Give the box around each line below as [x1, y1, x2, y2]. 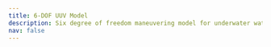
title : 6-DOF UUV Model [8, 11, 89, 20]
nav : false [8, 26, 45, 34]
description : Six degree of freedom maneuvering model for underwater [8, 19, 251, 27]
